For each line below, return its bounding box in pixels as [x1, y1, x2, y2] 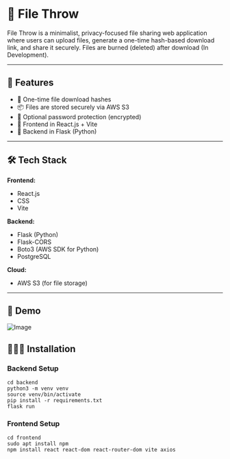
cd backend [7, 380, 38, 386]
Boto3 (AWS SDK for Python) [16, 245, 99, 253]
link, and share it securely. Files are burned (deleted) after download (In [7, 43, 209, 51]
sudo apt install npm [7, 441, 69, 447]
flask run [7, 404, 36, 410]
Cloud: [7, 265, 27, 273]
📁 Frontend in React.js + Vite [16, 120, 98, 128]
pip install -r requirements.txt [7, 397, 103, 404]
